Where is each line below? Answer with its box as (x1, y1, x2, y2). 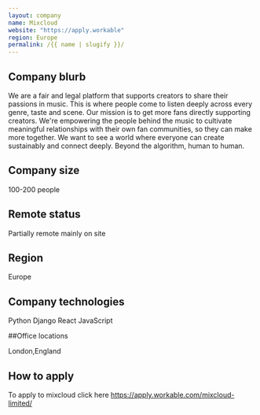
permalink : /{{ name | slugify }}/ (8, 41, 125, 49)
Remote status (8, 208, 81, 221)
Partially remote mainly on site (8, 228, 106, 238)
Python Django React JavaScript (8, 316, 113, 325)
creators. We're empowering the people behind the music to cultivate (8, 116, 233, 125)
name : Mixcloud (8, 19, 58, 27)
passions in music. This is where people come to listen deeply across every (8, 99, 253, 109)
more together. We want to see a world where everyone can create (8, 132, 225, 142)
